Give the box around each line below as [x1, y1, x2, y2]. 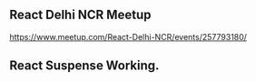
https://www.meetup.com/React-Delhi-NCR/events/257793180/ [9, 31, 248, 42]
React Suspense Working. [9, 58, 160, 74]
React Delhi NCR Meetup [9, 7, 152, 23]
